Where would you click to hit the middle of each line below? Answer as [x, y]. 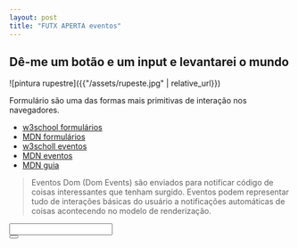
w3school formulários [62, 128]
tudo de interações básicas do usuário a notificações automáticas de [158, 202]
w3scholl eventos [54, 146]
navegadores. [34, 110]
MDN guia [41, 165]
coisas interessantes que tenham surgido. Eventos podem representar [160, 192]
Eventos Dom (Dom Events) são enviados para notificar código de [152, 183]
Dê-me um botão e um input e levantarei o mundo [149, 62]
